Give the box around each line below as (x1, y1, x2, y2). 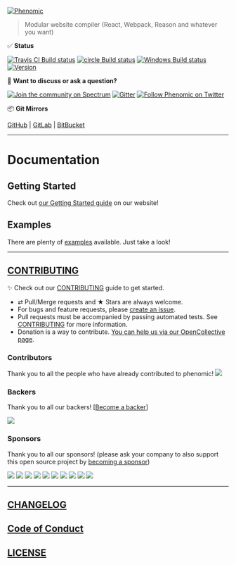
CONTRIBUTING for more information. (17, 320, 128, 328)
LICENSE (7, 547, 47, 559)
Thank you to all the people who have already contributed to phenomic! (7, 369, 214, 378)
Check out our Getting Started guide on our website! (7, 199, 159, 207)
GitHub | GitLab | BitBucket (7, 120, 86, 129)
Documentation (7, 152, 100, 168)
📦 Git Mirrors (7, 104, 48, 113)
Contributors (7, 352, 53, 362)
